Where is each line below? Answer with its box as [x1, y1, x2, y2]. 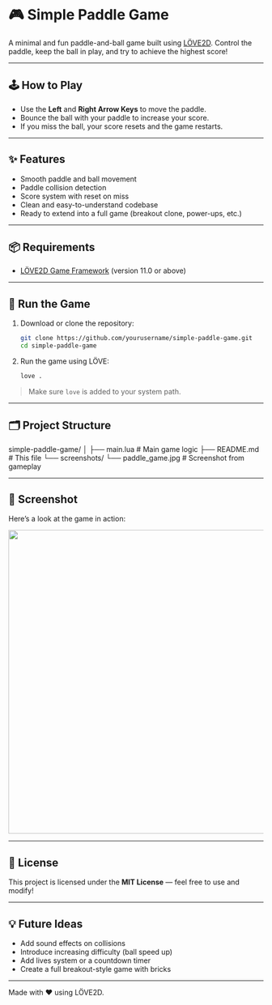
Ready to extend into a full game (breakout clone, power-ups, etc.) [19, 208, 243, 218]
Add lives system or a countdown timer [19, 956, 151, 965]
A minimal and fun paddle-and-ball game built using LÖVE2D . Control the [8, 37, 253, 48]
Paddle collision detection [19, 182, 107, 192]
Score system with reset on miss [19, 191, 130, 201]
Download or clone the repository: [19, 318, 134, 328]
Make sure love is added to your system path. [28, 386, 181, 396]
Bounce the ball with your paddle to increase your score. [19, 113, 210, 122]
